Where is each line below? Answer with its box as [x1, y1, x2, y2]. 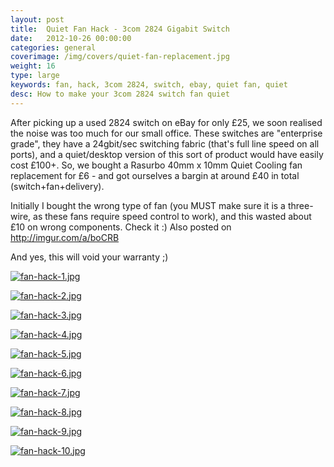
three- [287, 199, 314, 211]
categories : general [10, 42, 97, 53]
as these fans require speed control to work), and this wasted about [33, 210, 312, 222]
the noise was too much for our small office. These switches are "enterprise [10, 127, 323, 139]
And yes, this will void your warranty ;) [10, 251, 169, 263]
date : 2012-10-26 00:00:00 [10, 33, 132, 43]
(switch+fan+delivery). [10, 180, 105, 192]
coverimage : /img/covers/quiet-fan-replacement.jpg [10, 52, 230, 62]
